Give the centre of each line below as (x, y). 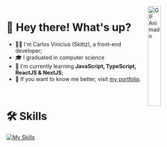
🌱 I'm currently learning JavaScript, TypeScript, (76, 66)
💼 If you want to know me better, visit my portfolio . (78, 79)
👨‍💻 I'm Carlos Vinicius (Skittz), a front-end (68, 44)
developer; (29, 50)
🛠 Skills (27, 116)
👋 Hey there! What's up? (69, 28)
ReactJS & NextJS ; (39, 73)
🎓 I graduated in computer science (60, 57)
